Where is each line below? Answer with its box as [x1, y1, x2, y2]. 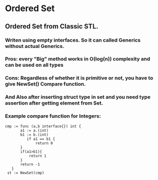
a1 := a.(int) [20, 128, 49, 133]
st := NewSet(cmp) [7, 170, 45, 175]
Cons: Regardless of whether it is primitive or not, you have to [5, 75, 154, 81]
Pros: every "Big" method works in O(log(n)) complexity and [5, 56, 150, 62]
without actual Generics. [5, 43, 64, 49]
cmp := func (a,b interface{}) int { [5, 124, 81, 129]
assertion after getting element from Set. [5, 100, 103, 106]
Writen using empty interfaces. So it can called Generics [5, 37, 141, 44]
